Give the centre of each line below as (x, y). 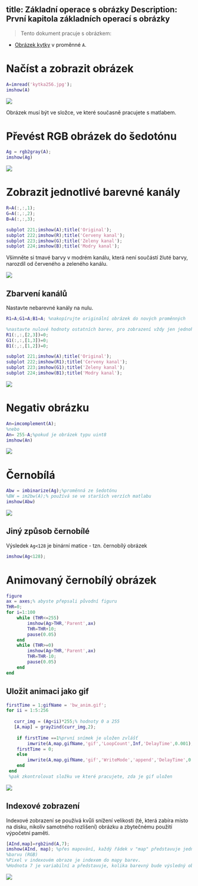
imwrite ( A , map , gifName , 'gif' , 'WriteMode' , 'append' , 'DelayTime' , (108, 760)
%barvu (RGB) (22, 855)
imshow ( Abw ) (21, 502)
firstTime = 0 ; (35, 749)
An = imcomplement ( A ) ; (32, 423)
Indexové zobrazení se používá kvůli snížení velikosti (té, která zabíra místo (97, 820)
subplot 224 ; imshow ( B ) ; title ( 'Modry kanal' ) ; (63, 246)
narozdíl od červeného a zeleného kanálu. (57, 264)
